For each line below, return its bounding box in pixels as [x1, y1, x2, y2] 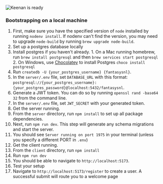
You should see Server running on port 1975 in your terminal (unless [12, 132, 154, 138]
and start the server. [12, 126, 54, 132]
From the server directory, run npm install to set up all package [12, 111, 143, 117]
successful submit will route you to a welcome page [12, 174, 119, 180]
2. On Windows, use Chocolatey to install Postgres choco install [12, 60, 146, 65]
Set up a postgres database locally [12, 44, 83, 50]
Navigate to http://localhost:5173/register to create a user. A [12, 168, 142, 174]
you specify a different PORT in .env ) [12, 137, 88, 143]
